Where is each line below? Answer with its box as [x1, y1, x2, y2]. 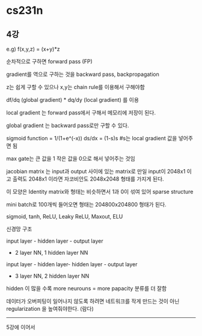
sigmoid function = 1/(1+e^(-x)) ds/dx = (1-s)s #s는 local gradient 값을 [6, 135, 177, 142]
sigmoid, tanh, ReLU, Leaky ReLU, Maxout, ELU [6, 213, 123, 220]
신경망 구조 [6, 225, 32, 232]
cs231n [6, 4, 43, 17]
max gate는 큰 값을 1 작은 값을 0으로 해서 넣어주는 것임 [6, 155, 135, 162]
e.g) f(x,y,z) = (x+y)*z [6, 46, 60, 52]
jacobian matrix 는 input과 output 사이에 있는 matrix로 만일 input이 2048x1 [6, 168, 186, 175]
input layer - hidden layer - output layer [6, 237, 103, 244]
